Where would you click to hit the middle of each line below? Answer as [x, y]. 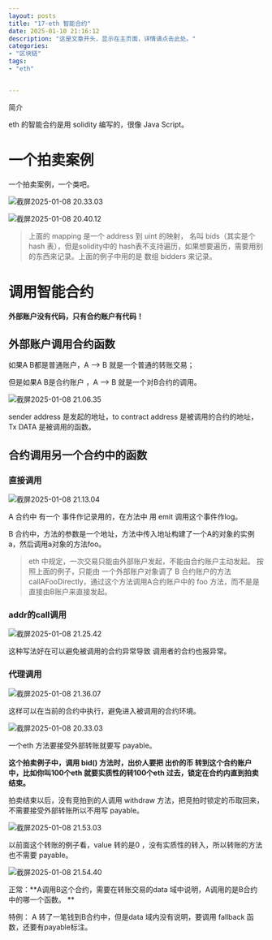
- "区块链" [25, 54]
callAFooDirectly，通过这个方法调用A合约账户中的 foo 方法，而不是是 [144, 582]
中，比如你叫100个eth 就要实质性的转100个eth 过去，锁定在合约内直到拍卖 [134, 773]
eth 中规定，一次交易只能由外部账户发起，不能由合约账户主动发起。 [141, 562]
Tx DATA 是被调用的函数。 [52, 427]
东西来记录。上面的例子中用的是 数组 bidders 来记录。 [126, 256]
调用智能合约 [52, 292]
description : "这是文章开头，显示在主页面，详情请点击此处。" [102, 39]
